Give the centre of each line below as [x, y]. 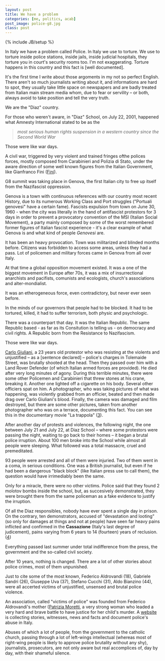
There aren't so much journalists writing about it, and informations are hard [81, 82]
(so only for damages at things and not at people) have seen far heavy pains [82, 521]
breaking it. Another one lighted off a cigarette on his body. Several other [79, 384]
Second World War [36, 137]
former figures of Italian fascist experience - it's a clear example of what [78, 228]
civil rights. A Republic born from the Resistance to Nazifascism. [70, 333]
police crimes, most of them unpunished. [47, 567]
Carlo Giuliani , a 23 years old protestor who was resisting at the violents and [82, 352]
